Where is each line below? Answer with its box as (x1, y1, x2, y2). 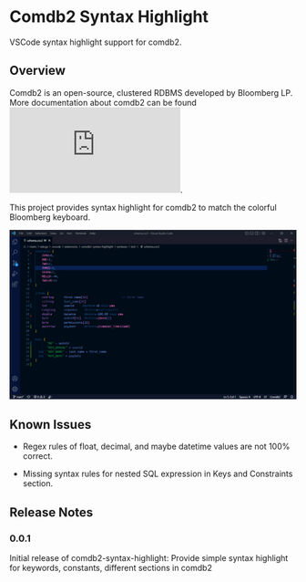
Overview (9, 63, 66, 78)
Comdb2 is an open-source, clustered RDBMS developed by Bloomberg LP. (9, 87, 293, 98)
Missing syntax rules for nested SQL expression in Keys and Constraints (22, 468, 293, 480)
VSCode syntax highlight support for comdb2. (9, 36, 182, 47)
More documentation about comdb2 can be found (9, 97, 198, 108)
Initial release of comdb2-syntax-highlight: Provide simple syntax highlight (9, 553, 289, 564)
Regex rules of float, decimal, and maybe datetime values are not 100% (22, 441, 291, 452)
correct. (22, 451, 53, 462)
